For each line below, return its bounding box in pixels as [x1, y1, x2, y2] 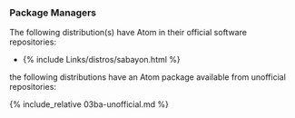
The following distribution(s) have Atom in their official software [9, 27, 248, 38]
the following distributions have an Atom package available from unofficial [9, 72, 286, 83]
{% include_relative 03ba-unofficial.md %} [9, 99, 170, 110]
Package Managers [9, 6, 97, 19]
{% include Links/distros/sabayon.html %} [22, 54, 182, 65]
